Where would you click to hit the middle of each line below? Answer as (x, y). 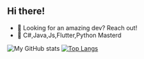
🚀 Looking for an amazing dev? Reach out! (77, 27)
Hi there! (26, 11)
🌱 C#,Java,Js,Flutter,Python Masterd (69, 35)
